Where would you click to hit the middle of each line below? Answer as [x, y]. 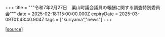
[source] [14, 29]
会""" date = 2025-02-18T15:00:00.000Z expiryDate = [62, 14]
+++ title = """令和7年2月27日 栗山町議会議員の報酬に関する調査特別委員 [83, 7]
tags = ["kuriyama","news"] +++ [79, 20]
